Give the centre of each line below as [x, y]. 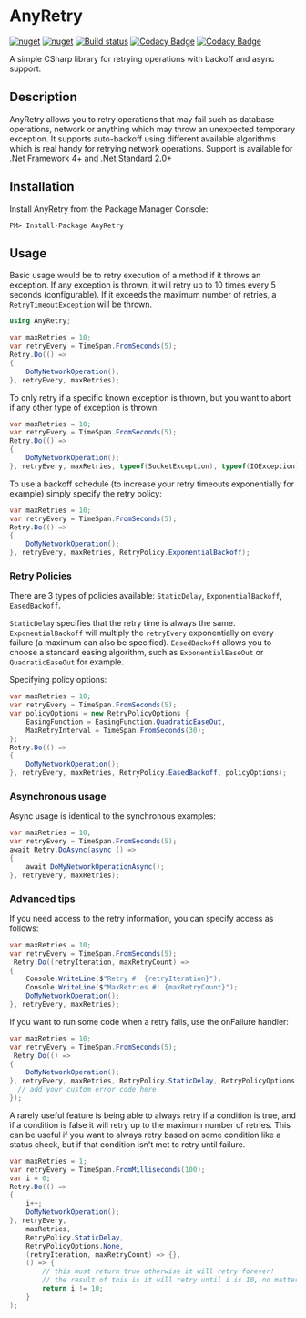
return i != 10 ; [73, 1289]
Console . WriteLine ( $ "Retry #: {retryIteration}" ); [124, 979]
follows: [24, 928]
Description [43, 97]
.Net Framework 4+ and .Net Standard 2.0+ [91, 158]
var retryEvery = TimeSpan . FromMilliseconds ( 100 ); [107, 1169]
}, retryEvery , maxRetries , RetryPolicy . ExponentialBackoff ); [130, 553]
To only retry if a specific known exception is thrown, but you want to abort [150, 397]
